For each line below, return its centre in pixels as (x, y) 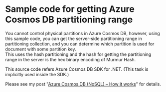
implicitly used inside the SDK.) (37, 74)
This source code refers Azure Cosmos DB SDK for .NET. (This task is (77, 69)
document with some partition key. (41, 49)
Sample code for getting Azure (70, 9)
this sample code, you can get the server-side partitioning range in (74, 39)
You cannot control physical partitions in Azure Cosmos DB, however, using (83, 33)
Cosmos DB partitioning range (69, 20)
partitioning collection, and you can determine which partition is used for (80, 44)
